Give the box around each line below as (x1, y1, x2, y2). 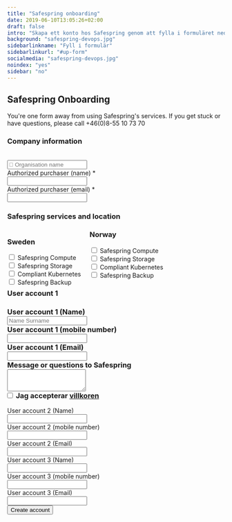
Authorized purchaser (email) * (7, 185, 95, 194)
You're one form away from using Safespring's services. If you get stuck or (7, 112, 221, 120)
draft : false (7, 23, 45, 30)
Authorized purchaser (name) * (7, 169, 96, 177)
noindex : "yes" (7, 62, 51, 68)
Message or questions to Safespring (7, 360, 132, 370)
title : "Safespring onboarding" (7, 10, 100, 17)
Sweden (7, 236, 36, 246)
